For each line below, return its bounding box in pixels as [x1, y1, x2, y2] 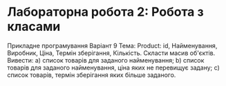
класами [7, 19, 61, 34]
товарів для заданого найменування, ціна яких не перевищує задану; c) [7, 63, 220, 72]
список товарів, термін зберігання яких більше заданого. [7, 70, 176, 79]
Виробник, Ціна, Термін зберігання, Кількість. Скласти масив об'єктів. [7, 49, 216, 57]
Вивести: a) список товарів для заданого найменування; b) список [7, 56, 205, 64]
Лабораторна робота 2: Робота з [7, 4, 204, 20]
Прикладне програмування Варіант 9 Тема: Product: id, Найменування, [7, 41, 218, 50]
